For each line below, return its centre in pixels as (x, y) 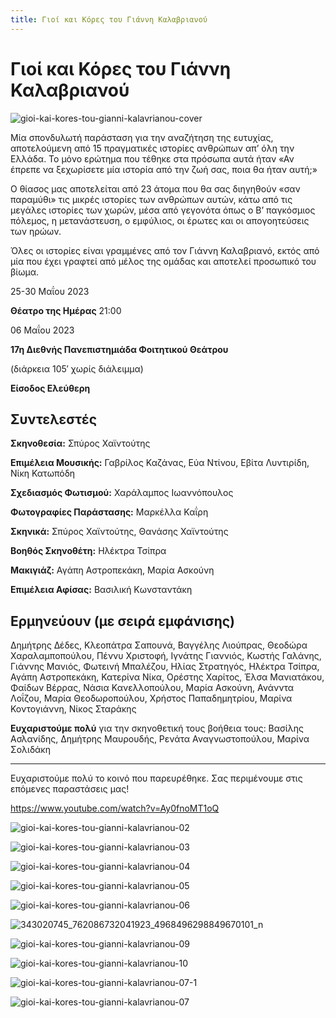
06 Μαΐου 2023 (42, 330)
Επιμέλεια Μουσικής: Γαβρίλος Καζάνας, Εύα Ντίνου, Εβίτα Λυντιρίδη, (160, 463)
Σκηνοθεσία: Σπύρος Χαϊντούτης (80, 443)
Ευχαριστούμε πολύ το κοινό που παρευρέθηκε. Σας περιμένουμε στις (156, 778)
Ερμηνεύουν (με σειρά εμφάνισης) (122, 621)
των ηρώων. (36, 231)
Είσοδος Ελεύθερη (50, 388)
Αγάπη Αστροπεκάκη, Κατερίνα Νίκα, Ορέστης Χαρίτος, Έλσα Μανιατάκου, (167, 677)
